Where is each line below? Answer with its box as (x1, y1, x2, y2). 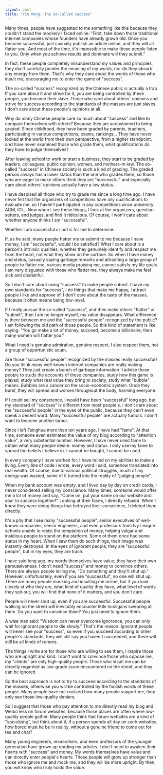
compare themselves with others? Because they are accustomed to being (5, 120, 153, 127)
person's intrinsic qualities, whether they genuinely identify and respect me (5, 246, 156, 252)
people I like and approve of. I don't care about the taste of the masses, (5, 292, 148, 297)
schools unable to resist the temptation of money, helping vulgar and (5, 528, 143, 534)
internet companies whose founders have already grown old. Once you (5, 35, 147, 41)
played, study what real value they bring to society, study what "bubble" (5, 377, 150, 383)
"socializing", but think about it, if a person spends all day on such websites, (5, 719, 158, 724)
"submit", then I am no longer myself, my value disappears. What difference (5, 312, 157, 317)
